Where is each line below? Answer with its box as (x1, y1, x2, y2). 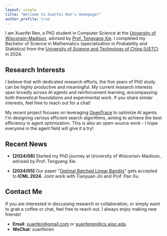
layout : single (5, 7, 37, 12)
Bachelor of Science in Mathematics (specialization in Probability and (5, 41, 148, 47)
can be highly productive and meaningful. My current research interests (5, 84, 153, 90)
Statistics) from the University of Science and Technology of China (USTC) (5, 46, 159, 52)
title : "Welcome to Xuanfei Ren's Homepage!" (5, 12, 101, 17)
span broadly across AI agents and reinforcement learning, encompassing (5, 89, 158, 95)
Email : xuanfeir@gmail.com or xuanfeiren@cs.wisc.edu (12, 221, 126, 227)
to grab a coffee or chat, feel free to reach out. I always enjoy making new (5, 206, 157, 212)
